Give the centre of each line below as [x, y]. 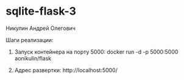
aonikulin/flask [33, 58]
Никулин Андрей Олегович [41, 28]
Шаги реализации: [30, 40]
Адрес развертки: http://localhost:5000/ [66, 70]
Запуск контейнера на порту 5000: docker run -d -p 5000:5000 [96, 52]
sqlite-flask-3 [41, 11]
